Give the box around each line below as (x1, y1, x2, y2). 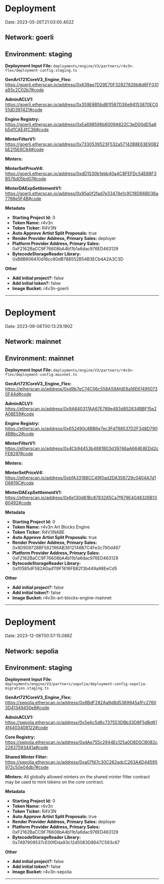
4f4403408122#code (5, 725, 48, 731)
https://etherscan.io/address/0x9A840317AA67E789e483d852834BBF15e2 (5, 406, 157, 412)
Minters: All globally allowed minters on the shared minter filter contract (5, 774, 150, 780)
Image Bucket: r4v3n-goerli (12, 285, 69, 291)
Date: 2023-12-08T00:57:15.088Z (5, 633, 73, 639)
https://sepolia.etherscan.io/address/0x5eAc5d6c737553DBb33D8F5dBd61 (5, 719, 157, 726)
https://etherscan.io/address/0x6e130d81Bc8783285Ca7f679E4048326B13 (5, 495, 157, 501)
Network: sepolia (5, 647, 59, 655)
